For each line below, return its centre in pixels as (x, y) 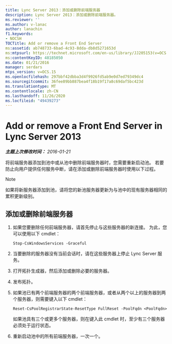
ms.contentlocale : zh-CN (32, 91)
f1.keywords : (19, 34)
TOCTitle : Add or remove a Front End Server (54, 44)
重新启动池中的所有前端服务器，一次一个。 (58, 336)
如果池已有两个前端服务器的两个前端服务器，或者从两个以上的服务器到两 (89, 292)
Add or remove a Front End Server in (84, 126)
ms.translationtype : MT (31, 86)
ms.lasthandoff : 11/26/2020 (35, 96)
